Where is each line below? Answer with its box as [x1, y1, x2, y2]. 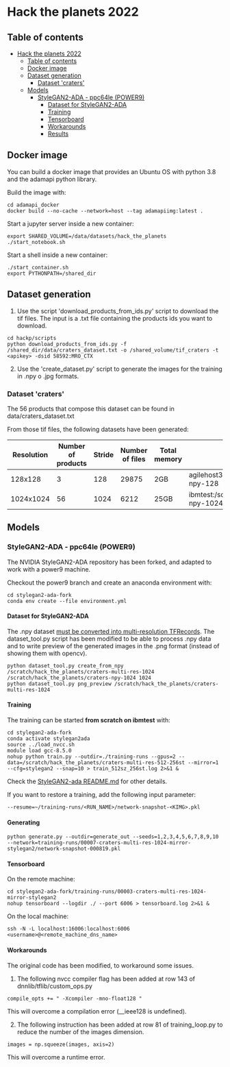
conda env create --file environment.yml [7, 598, 127, 604]
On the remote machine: [7, 875, 75, 883]
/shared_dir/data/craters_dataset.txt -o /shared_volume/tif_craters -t [7, 347, 219, 354]
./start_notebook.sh [7, 238, 66, 245]
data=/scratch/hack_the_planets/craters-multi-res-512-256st [7, 759, 186, 766]
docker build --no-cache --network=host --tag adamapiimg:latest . [7, 207, 204, 214]
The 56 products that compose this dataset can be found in [7, 404, 175, 413]
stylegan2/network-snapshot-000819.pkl [7, 846, 121, 853]
